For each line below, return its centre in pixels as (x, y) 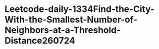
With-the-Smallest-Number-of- (71, 20)
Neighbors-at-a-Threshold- (63, 30)
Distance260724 (40, 41)
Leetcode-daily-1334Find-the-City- (79, 9)
